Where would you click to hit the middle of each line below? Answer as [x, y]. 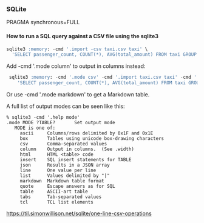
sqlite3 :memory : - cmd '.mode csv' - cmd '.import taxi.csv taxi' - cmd [100, 78]
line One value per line [58, 170]
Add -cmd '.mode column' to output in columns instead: [76, 66]
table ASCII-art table [54, 191]
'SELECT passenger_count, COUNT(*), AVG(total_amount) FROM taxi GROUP [104, 55]
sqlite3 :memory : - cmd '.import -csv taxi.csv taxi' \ [77, 49]
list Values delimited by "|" [65, 176]
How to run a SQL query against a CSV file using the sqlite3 [83, 36]
